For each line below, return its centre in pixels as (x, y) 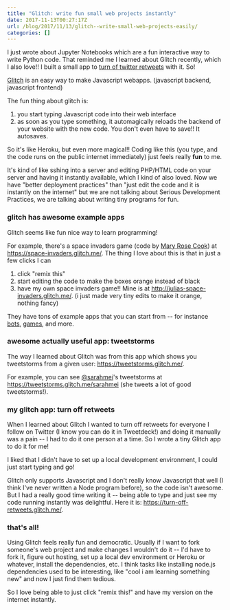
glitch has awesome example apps (66, 218)
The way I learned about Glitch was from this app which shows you (102, 356)
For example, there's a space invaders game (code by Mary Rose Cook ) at (112, 246)
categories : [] (29, 33)
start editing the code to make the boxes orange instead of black (108, 281)
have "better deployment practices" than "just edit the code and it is (103, 185)
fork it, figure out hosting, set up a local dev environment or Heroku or (106, 557)
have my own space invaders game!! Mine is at (83, 288)
